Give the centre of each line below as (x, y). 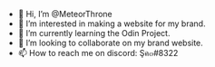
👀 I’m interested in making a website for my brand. (112, 24)
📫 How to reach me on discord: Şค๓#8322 (98, 53)
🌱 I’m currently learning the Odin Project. (94, 33)
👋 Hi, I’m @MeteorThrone (65, 14)
